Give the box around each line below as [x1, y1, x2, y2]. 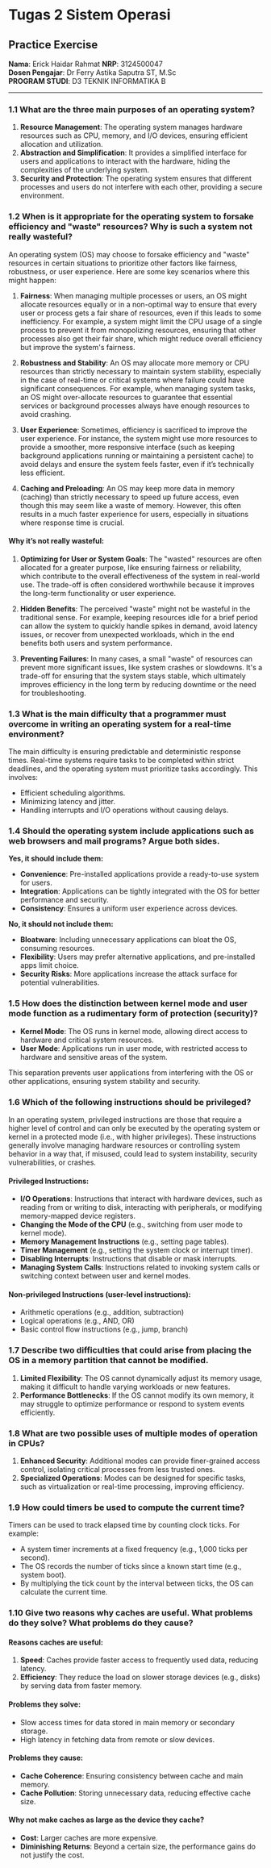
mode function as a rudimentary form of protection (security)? [8, 1008, 258, 1019]
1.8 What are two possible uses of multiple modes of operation [8, 1428, 258, 1439]
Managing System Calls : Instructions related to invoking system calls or [19, 1262, 261, 1272]
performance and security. [19, 895, 109, 905]
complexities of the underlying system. [19, 165, 150, 175]
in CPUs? [8, 1437, 45, 1449]
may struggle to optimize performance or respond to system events [19, 1399, 244, 1408]
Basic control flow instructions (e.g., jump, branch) [19, 1324, 189, 1334]
